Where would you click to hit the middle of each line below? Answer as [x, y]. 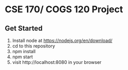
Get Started [24, 28]
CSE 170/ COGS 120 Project [64, 9]
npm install [24, 51]
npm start [22, 57]
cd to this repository [33, 46]
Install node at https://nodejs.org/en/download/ [62, 40]
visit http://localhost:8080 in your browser [57, 62]
